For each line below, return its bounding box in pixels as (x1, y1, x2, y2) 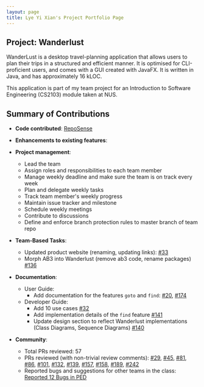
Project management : (15, 149, 71, 156)
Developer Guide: (24, 298, 68, 305)
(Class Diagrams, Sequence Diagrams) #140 (33, 324, 145, 332)
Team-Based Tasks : (15, 237, 67, 244)
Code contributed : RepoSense (15, 125, 93, 132)
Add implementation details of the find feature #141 (33, 311, 163, 319)
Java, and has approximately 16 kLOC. (6, 73, 102, 80)
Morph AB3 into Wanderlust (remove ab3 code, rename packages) (24, 255, 192, 263)
